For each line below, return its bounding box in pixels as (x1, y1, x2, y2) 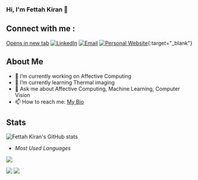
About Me (6, 56, 43, 67)
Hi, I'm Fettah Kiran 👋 (6, 5, 68, 14)
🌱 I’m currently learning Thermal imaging (14, 78, 115, 86)
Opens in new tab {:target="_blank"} (6, 39, 193, 46)
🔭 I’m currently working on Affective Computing (14, 72, 132, 80)
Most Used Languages (14, 145, 71, 152)
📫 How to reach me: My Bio (14, 98, 84, 105)
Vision (14, 91, 31, 99)
